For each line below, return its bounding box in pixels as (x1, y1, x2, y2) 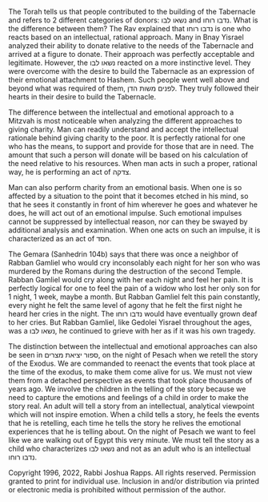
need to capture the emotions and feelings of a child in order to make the (8, 393, 250, 402)
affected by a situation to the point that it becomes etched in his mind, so (8, 192, 249, 200)
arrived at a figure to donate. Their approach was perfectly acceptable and (8, 50, 254, 59)
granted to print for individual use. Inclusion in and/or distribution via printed (8, 476, 260, 486)
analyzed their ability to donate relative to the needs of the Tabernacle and (8, 41, 254, 51)
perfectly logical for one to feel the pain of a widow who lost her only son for (8, 284, 261, 293)
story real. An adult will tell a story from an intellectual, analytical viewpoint (8, 401, 254, 411)
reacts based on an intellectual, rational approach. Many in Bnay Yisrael (8, 32, 244, 42)
